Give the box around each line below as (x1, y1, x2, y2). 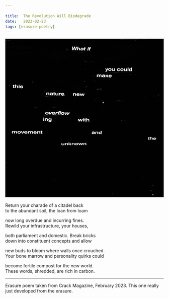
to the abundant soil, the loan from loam (5, 208, 88, 214)
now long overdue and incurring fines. (5, 217, 84, 223)
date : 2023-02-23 (5, 19, 46, 24)
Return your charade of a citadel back (5, 202, 84, 208)
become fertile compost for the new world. (5, 263, 94, 269)
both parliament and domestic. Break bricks (5, 233, 96, 239)
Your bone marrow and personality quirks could (5, 253, 104, 259)
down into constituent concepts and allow (5, 238, 92, 244)
